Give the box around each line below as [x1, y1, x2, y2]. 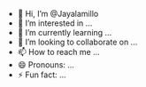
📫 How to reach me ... [17, 47, 100, 57]
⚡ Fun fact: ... [17, 69, 66, 80]
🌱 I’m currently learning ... [17, 28, 112, 37]
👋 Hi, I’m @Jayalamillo [17, 9, 99, 19]
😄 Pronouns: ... [17, 59, 75, 70]
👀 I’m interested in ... [17, 18, 93, 28]
